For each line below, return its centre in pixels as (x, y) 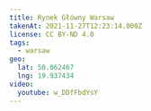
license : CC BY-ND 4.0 (52, 34)
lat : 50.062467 (46, 68)
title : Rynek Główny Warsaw (62, 17)
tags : (19, 43)
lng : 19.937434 (46, 76)
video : (22, 84)
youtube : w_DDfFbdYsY (58, 92)
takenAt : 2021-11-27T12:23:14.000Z (76, 26)
